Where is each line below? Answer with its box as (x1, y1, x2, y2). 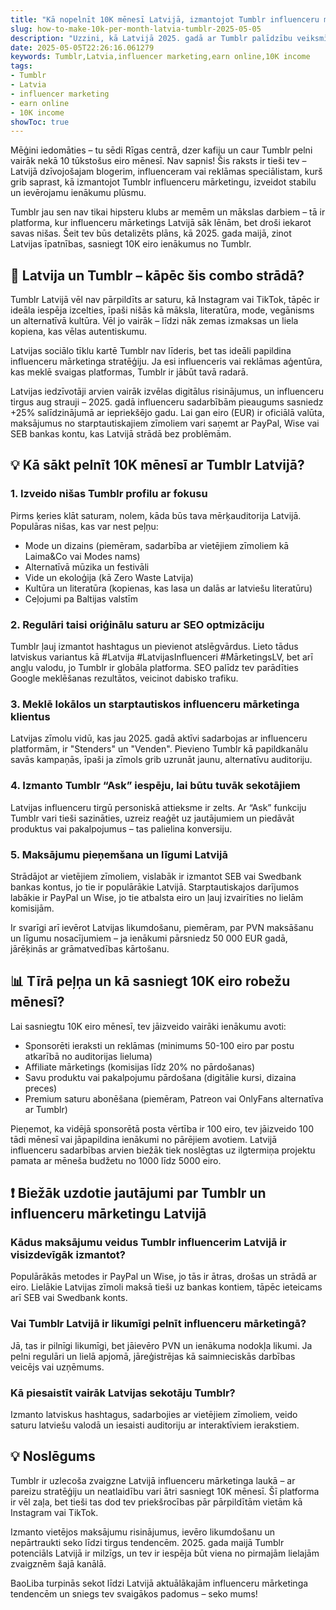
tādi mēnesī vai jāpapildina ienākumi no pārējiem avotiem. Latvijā (10, 1133, 278, 1145)
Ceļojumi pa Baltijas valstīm (24, 592, 139, 605)
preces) (24, 1082, 58, 1094)
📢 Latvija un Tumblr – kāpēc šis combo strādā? (10, 267, 305, 284)
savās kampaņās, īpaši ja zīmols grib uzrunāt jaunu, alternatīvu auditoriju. (10, 754, 313, 766)
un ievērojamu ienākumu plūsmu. (10, 187, 147, 199)
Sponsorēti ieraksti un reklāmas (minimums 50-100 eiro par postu (24, 1039, 295, 1051)
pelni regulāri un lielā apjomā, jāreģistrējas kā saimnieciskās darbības (10, 1350, 296, 1362)
